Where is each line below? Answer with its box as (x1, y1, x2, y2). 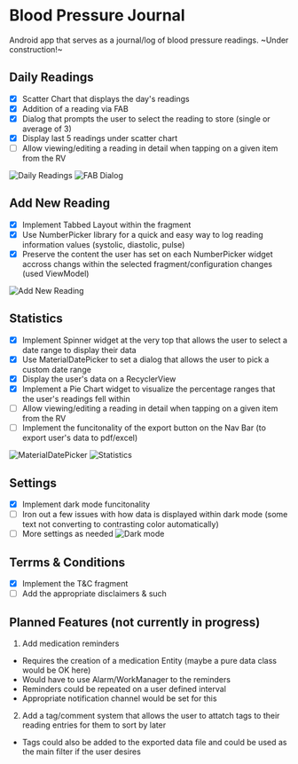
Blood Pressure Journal (9, 5, 185, 26)
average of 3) (21, 123, 73, 134)
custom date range (21, 365, 91, 374)
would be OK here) (21, 665, 91, 675)
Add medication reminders (21, 638, 120, 649)
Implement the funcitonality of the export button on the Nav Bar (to (21, 422, 266, 433)
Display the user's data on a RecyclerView (21, 374, 176, 384)
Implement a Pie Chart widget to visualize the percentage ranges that (21, 383, 276, 395)
